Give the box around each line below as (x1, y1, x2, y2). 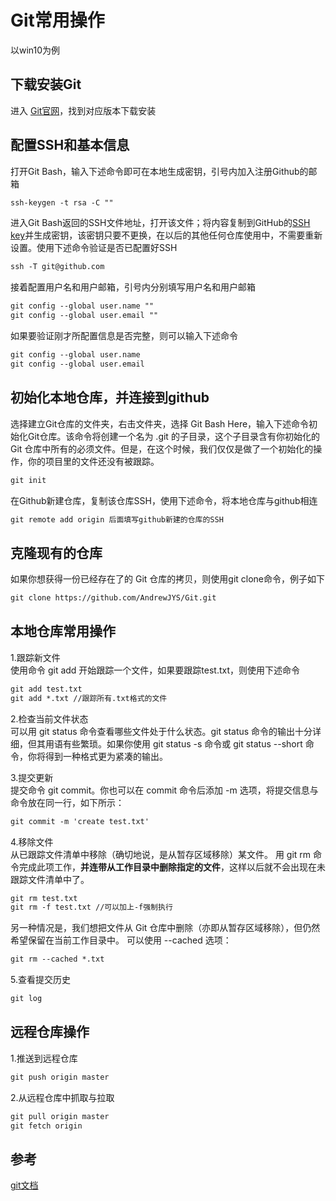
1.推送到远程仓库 (10, 1052, 78, 1064)
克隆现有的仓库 (10, 544, 103, 561)
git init (10, 475, 47, 485)
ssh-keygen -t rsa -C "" (10, 197, 114, 208)
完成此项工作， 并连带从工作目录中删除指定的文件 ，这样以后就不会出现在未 (18, 861, 326, 873)
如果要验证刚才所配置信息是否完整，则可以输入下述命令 (10, 330, 238, 342)
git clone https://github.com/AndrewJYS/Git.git (10, 593, 217, 603)
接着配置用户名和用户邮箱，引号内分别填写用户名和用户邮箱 (10, 281, 256, 293)
